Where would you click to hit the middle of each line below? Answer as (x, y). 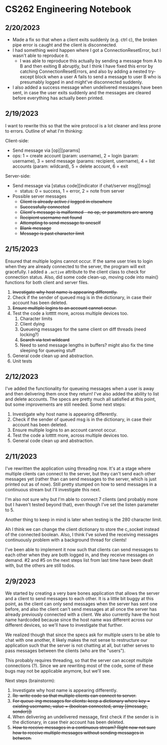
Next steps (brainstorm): (30, 681)
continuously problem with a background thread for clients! (66, 540)
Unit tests (22, 361)
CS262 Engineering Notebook (68, 9)
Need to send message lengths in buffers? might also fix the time (86, 345)
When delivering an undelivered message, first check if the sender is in (85, 717)
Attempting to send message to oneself (60, 223)
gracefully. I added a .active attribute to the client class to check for (76, 272)
